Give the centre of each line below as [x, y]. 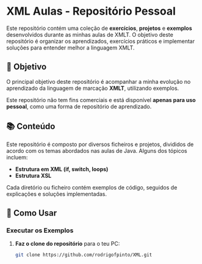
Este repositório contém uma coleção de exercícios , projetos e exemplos [99, 28]
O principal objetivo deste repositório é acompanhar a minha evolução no [99, 81]
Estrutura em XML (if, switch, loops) [62, 169]
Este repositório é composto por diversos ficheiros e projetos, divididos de [100, 144]
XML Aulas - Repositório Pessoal [91, 11]
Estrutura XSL [33, 175]
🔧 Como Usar [32, 213]
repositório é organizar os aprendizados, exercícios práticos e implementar [101, 41]
